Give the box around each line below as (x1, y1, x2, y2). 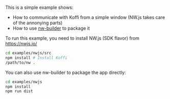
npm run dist (5, 89, 33, 94)
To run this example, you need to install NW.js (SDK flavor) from (5, 35, 140, 41)
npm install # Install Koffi (5, 55, 68, 61)
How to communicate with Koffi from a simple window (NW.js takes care (12, 14, 165, 20)
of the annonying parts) (12, 20, 63, 26)
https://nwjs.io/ (5, 41, 37, 47)
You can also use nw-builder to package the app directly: (5, 69, 126, 75)
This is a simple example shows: (5, 5, 74, 10)
